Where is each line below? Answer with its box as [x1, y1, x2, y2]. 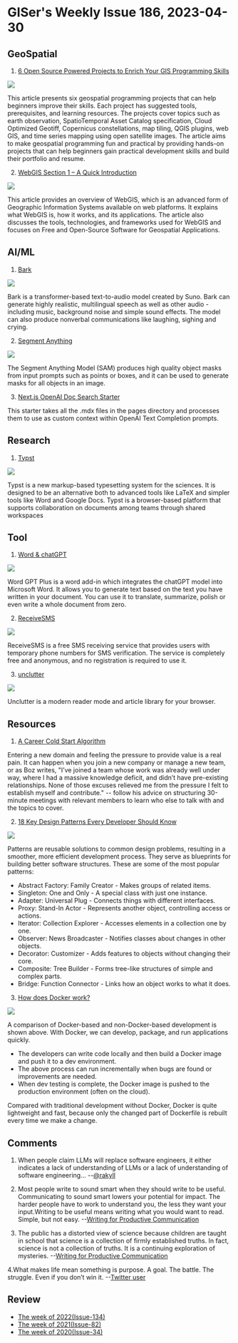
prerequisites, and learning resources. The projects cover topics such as [7, 109, 221, 118]
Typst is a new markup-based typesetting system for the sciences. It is [7, 480, 216, 489]
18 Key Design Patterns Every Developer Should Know [17, 817, 177, 826]
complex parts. [17, 972, 62, 980]
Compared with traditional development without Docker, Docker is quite [7, 1101, 217, 1110]
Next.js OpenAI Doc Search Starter [17, 393, 120, 401]
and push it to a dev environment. [17, 1057, 117, 1066]
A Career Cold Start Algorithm [17, 737, 106, 745]
